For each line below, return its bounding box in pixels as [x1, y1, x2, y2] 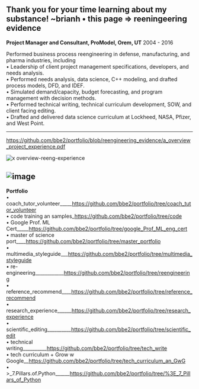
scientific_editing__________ [6, 326, 72, 333]
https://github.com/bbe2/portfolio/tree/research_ [71, 307, 191, 314]
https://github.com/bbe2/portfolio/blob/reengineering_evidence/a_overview [6, 136, 191, 144]
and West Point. [6, 120, 45, 127]
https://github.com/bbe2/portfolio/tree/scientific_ [70, 326, 191, 333]
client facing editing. [6, 107, 56, 114]
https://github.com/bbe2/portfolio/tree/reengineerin [63, 269, 190, 276]
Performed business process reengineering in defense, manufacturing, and [6, 50, 190, 57]
